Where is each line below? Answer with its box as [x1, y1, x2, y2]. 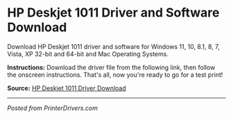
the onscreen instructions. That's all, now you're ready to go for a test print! [7, 71, 223, 79]
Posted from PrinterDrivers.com [7, 104, 98, 112]
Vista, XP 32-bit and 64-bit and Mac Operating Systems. [7, 50, 169, 58]
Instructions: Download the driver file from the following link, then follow [7, 63, 216, 71]
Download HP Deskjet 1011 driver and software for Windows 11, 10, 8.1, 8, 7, [7, 42, 220, 51]
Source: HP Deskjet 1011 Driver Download [7, 84, 126, 92]
